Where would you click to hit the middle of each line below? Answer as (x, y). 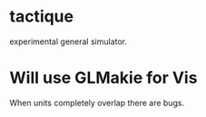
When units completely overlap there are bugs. (97, 103)
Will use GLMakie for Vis (103, 78)
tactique (42, 17)
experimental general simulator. (69, 41)
